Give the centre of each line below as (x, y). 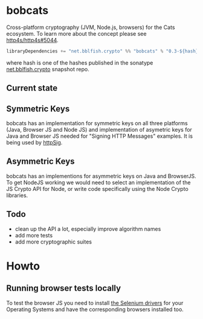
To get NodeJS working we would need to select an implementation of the (98, 182)
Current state (32, 88)
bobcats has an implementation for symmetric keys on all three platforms (97, 123)
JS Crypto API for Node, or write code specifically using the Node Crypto (97, 188)
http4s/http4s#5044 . (32, 40)
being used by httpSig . (34, 143)
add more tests (34, 235)
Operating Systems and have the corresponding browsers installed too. (95, 309)
